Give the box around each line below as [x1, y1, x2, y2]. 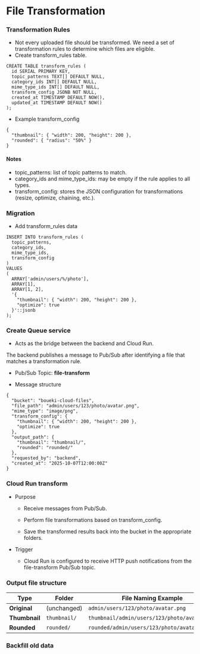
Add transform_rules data [14, 222, 78, 229]
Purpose [14, 493, 36, 500]
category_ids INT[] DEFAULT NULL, [11, 79, 97, 85]
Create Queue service [6, 326, 71, 334]
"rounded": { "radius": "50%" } [11, 137, 92, 144]
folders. [23, 534, 43, 541]
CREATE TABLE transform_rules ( [6, 63, 86, 69]
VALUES [6, 265, 23, 271]
